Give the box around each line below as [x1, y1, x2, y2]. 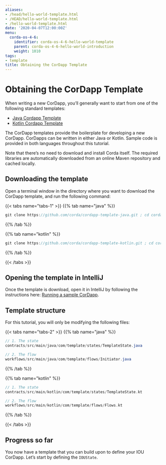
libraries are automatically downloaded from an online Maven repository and [5, 155, 161, 161]
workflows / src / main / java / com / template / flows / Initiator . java [5, 357, 132, 362]
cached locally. [5, 160, 36, 166]
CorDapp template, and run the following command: [5, 193, 111, 199]
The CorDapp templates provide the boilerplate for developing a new [5, 130, 145, 136]
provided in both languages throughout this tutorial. [5, 141, 110, 147]
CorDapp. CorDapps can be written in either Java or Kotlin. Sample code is [5, 135, 158, 141]
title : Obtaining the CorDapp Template [5, 62, 87, 67]
